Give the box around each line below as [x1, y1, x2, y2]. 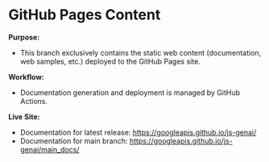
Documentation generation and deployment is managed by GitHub [19, 87, 240, 98]
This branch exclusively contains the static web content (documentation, [19, 48, 262, 57]
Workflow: [8, 72, 44, 81]
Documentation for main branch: [19, 135, 128, 146]
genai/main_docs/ [19, 144, 80, 154]
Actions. [19, 96, 48, 106]
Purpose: [8, 32, 40, 42]
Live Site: [8, 111, 40, 122]
